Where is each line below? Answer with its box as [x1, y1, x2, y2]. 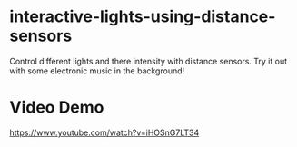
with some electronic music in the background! [9, 65, 185, 76]
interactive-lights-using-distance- [9, 6, 276, 27]
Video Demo [9, 97, 104, 118]
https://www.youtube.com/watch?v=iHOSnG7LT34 [9, 127, 200, 138]
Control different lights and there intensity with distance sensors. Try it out [9, 55, 288, 66]
